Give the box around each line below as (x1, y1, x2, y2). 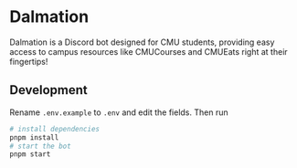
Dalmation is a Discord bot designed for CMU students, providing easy (9, 37, 275, 47)
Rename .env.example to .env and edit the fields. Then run (9, 107, 228, 118)
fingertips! (9, 56, 48, 67)
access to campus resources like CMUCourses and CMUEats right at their (9, 46, 288, 57)
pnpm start (9, 150, 51, 159)
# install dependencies (9, 124, 101, 133)
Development (9, 82, 89, 98)
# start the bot (9, 142, 71, 151)
